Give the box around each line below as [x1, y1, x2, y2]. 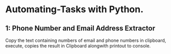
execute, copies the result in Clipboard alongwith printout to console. [5, 43, 151, 49]
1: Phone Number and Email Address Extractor [5, 24, 155, 33]
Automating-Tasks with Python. [5, 4, 144, 15]
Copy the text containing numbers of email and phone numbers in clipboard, [5, 37, 166, 43]
